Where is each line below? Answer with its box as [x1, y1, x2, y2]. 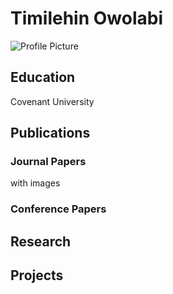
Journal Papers [10, 155, 87, 169]
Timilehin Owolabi [10, 7, 164, 30]
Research [10, 233, 72, 250]
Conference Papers [10, 202, 107, 216]
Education [10, 69, 76, 86]
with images [10, 177, 61, 189]
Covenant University [10, 95, 95, 107]
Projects [10, 267, 64, 284]
